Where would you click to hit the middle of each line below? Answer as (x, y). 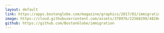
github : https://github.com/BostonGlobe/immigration (60, 23)
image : (12, 18)
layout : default (21, 9)
